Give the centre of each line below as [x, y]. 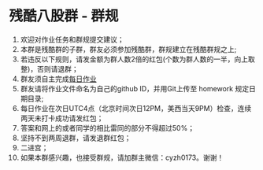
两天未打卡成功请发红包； [62, 118]
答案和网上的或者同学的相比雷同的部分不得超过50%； [107, 128]
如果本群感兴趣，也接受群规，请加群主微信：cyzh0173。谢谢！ [122, 157]
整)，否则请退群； [49, 68]
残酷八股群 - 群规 [64, 16]
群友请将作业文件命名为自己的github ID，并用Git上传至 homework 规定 [135, 88]
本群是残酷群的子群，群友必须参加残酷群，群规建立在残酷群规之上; [128, 49]
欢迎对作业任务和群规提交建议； [72, 39]
